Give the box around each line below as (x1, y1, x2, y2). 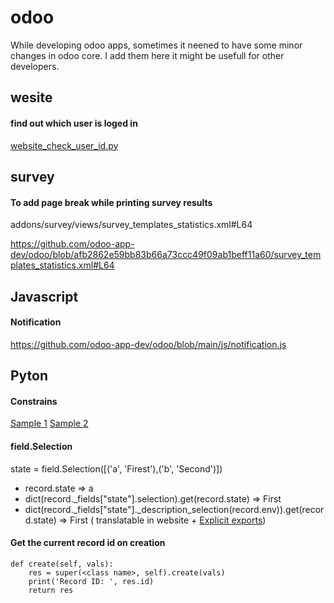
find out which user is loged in (10, 117, 138, 129)
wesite (10, 89, 53, 106)
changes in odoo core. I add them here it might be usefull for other (10, 49, 285, 61)
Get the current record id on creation (10, 537, 166, 549)
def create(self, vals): (10, 559, 114, 569)
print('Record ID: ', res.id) (28, 576, 155, 586)
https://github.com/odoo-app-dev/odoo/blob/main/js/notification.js (10, 338, 287, 350)
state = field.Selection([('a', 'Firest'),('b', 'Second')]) (10, 462, 223, 475)
